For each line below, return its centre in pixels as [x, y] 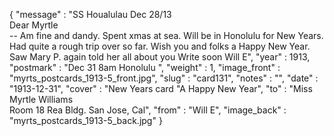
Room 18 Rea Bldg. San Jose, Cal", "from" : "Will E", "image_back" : [148, 110]
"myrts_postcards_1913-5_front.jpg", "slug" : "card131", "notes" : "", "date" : [164, 78]
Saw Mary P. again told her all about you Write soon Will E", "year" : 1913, [160, 57]
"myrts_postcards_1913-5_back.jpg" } [86, 120]
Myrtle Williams [41, 99]
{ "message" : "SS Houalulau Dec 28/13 [90, 14]
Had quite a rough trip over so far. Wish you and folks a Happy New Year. [160, 46]
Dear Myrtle [34, 25]
